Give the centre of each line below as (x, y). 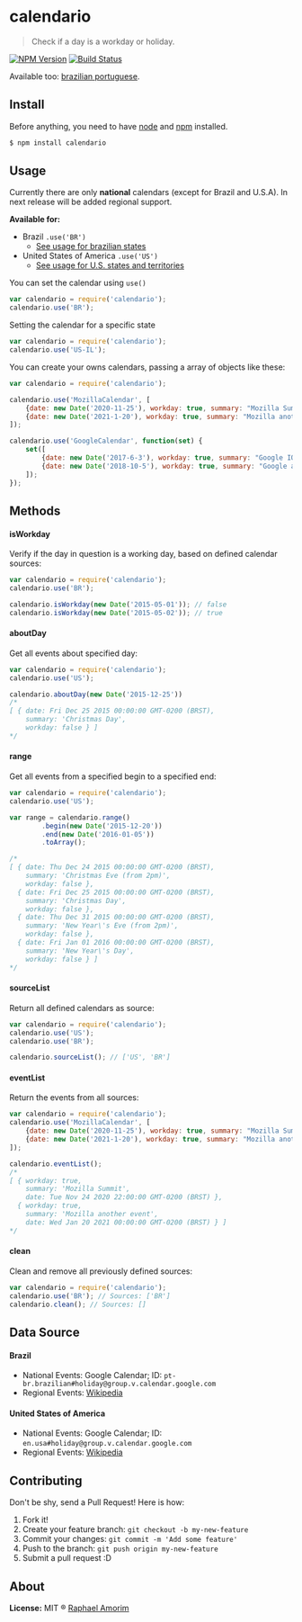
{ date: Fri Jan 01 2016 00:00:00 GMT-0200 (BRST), (116, 943)
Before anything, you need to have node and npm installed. (119, 126)
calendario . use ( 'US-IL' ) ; (58, 350)
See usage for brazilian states (91, 246)
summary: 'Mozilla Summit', (78, 1189)
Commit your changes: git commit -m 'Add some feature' (130, 1539)
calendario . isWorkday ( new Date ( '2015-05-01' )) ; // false (118, 605)
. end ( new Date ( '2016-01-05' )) (98, 834)
